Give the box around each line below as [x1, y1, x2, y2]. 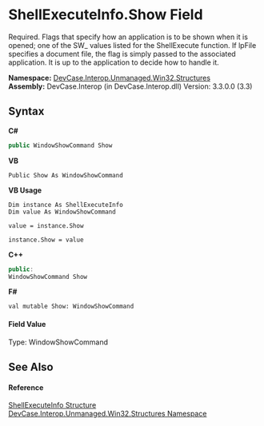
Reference [8, 382, 44, 392]
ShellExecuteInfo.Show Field [8, 6, 203, 24]
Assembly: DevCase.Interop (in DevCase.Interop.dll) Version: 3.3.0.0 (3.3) [8, 82, 253, 91]
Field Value [8, 319, 46, 328]
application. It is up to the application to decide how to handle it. [8, 58, 220, 67]
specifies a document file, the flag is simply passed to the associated [8, 49, 236, 58]
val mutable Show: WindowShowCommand [8, 302, 134, 311]
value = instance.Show [8, 221, 84, 229]
